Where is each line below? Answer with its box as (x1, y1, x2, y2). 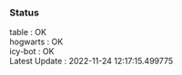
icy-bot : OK (9, 46, 55, 57)
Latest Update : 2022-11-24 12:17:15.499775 (9, 56, 174, 67)
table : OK (9, 27, 47, 38)
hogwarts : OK (9, 36, 64, 47)
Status (9, 6, 39, 19)
